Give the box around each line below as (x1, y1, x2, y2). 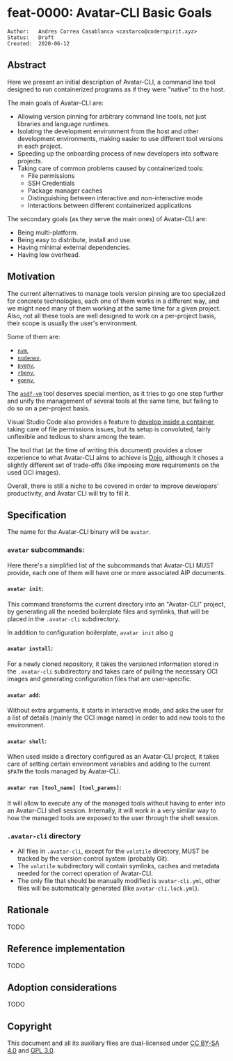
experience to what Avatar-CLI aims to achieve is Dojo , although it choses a (7, 453, 224, 461)
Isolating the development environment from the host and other (17, 127, 200, 135)
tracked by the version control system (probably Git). (17, 854, 169, 863)
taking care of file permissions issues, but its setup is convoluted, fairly (7, 424, 211, 433)
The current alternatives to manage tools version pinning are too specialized (7, 289, 226, 297)
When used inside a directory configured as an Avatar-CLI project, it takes (7, 752, 220, 761)
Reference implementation (7, 943, 125, 955)
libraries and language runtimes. (17, 119, 110, 128)
